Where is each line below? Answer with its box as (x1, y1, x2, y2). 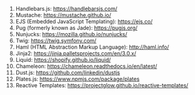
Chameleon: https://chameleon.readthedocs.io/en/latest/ (15, 63, 158, 70)
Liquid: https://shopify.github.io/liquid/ (15, 57, 111, 63)
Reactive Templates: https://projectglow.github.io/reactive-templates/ (15, 82, 189, 89)
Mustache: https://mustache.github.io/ (15, 11, 112, 19)
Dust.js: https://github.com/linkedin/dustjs (15, 69, 120, 76)
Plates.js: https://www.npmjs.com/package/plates (15, 75, 140, 82)
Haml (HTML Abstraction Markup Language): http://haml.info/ (15, 43, 170, 51)
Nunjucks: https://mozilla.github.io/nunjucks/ (15, 31, 127, 38)
